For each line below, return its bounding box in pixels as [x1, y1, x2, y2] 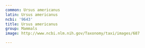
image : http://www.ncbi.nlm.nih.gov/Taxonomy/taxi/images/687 [5, 31, 140, 36]
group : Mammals [5, 26, 38, 31]
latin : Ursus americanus [5, 12, 58, 17]
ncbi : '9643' [5, 17, 33, 22]
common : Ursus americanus [5, 7, 60, 13]
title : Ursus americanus [5, 21, 58, 27]
